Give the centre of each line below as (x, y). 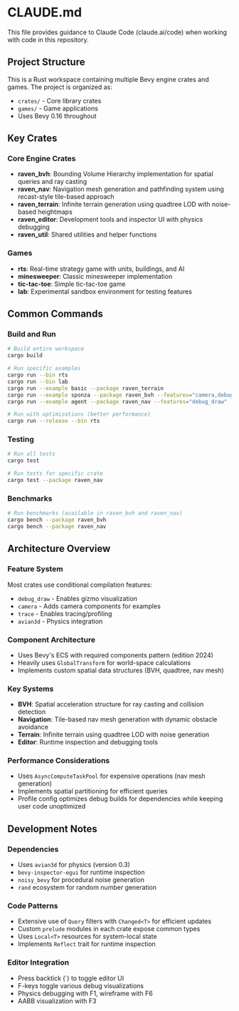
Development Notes (52, 829)
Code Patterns (33, 906)
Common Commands (55, 314)
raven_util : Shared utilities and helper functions (87, 235)
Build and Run (32, 334)
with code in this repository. (48, 39)
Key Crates (32, 139)
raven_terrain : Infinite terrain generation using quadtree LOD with (114, 205)
